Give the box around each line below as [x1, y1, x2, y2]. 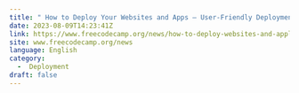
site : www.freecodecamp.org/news [9, 37, 133, 47]
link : [9, 29, 29, 38]
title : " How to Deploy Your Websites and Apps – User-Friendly [9, 12, 253, 22]
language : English [9, 46, 77, 55]
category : [9, 54, 46, 63]
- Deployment [17, 63, 69, 72]
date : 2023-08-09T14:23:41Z [9, 21, 114, 30]
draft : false [9, 71, 58, 80]
